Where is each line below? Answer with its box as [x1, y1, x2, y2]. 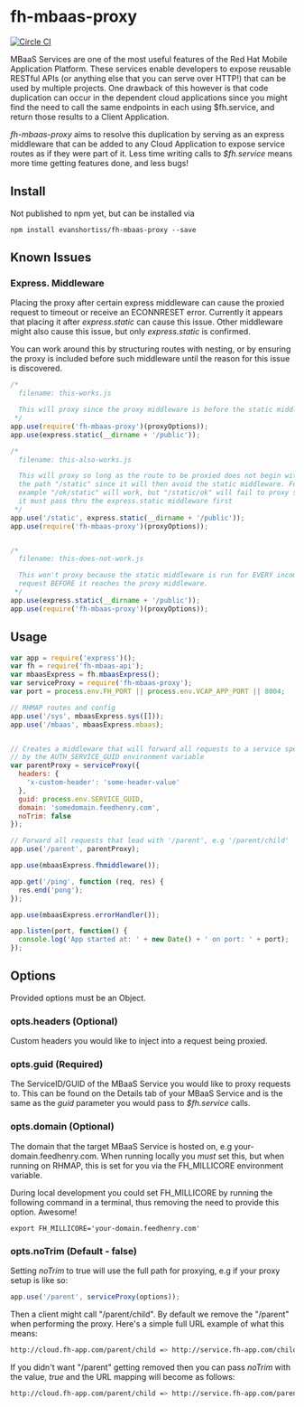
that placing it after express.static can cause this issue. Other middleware [10, 316, 283, 327]
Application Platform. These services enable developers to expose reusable [10, 63, 291, 74]
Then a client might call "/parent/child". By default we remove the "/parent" [10, 1309, 290, 1319]
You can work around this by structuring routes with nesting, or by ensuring [10, 343, 291, 354]
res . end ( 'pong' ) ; [18, 886, 84, 895]
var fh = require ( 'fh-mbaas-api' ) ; [10, 661, 144, 671]
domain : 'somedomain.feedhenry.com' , [18, 802, 161, 812]
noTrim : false [18, 811, 71, 821]
